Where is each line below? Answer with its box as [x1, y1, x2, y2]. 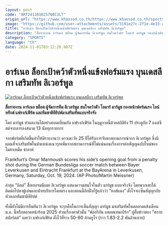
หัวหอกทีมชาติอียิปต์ [5, 193, 37, 199]
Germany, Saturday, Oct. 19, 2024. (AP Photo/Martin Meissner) [5, 172, 134, 178]
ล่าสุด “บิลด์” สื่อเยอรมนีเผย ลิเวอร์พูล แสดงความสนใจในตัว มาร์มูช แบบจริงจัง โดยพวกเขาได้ [5, 182, 156, 188]
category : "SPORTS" [5, 35, 46, 40]
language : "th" [5, 40, 37, 45]
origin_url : [5, 16, 30, 21]
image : [5, 21, 19, 26]
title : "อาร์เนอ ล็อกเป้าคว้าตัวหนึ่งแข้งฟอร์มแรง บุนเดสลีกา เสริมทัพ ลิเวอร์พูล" [5, 26, 126, 31]
